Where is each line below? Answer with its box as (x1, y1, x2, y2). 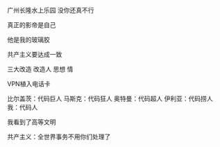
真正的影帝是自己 (7, 21, 56, 29)
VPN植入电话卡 (7, 80, 51, 88)
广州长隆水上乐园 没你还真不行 (7, 6, 94, 14)
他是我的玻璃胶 (7, 35, 50, 44)
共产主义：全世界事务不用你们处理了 (7, 132, 111, 141)
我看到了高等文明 (7, 118, 56, 126)
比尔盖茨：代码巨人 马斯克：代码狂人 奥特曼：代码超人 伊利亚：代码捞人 (7, 94, 213, 103)
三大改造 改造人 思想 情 (7, 65, 74, 73)
